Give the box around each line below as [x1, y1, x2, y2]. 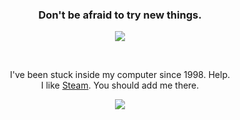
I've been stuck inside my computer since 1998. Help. [9, 69, 230, 81]
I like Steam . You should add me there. [40, 79, 200, 92]
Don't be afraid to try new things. [38, 8, 202, 22]
